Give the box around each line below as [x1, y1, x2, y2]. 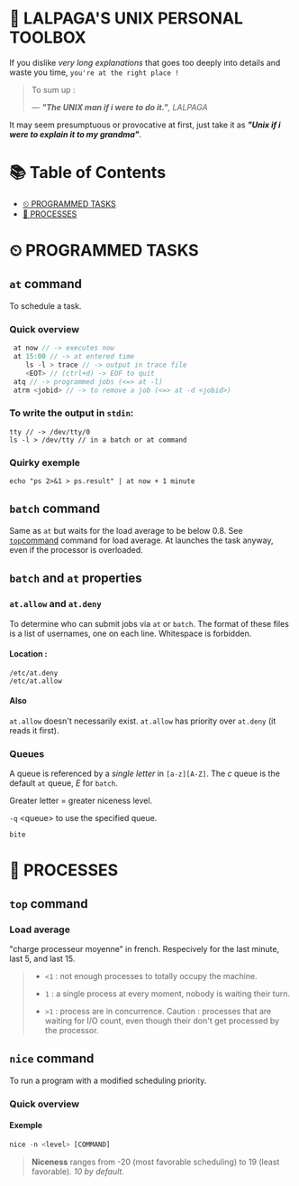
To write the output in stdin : [9, 406, 134, 419]
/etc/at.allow [9, 677, 63, 686]
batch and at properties [9, 571, 142, 586]
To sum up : [31, 84, 76, 95]
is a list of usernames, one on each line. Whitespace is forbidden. [9, 628, 252, 639]
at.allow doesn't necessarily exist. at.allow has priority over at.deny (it [9, 715, 276, 726]
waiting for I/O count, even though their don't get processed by [44, 1015, 280, 1026]
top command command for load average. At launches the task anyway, [9, 535, 274, 546]
